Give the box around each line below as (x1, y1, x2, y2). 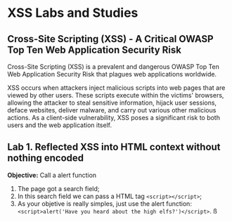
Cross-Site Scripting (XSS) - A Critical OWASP (7, 33, 214, 45)
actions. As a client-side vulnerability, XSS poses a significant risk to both (7, 114, 220, 122)
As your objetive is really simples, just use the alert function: (17, 199, 192, 208)
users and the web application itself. (7, 121, 112, 129)
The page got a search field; (17, 184, 100, 192)
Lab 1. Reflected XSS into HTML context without (7, 141, 221, 153)
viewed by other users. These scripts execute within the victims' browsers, (7, 91, 224, 99)
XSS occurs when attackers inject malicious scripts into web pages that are (7, 84, 226, 92)
